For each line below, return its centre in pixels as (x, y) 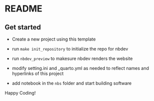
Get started (23, 27)
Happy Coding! (20, 93)
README (24, 9)
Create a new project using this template (54, 39)
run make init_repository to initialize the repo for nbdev (70, 49)
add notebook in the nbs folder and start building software (72, 83)
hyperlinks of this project (38, 73)
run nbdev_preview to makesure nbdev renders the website (72, 58)
